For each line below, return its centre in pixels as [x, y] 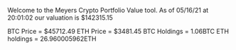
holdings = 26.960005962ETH [52, 39]
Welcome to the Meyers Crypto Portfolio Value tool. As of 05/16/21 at [108, 10]
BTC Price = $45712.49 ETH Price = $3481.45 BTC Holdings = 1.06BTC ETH [118, 31]
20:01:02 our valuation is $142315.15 [60, 18]
